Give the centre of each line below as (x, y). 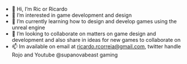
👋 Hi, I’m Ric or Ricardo (39, 9)
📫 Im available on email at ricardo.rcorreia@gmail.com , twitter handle (96, 46)
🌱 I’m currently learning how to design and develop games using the (94, 21)
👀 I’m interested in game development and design (72, 15)
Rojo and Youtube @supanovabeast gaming (65, 55)
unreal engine (28, 27)
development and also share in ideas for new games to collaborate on (96, 40)
